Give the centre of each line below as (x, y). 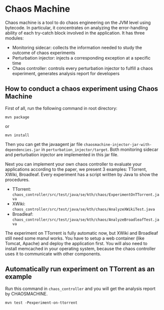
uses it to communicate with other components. (53, 254)
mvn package (17, 117)
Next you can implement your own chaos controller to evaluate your (73, 164)
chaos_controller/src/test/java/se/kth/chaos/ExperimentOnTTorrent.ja (86, 195)
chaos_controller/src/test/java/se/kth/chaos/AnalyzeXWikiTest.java (83, 209)
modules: (14, 38)
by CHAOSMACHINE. (26, 293)
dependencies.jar (23, 150)
